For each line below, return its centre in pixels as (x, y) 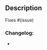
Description (23, 8)
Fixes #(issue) (20, 20)
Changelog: (20, 33)
